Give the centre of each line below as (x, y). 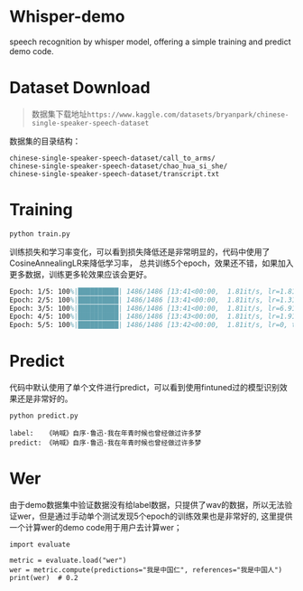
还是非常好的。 (45, 399)
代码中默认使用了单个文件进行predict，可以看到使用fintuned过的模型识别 (145, 388)
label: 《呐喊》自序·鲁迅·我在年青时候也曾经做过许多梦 (106, 434)
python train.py (40, 234)
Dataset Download (80, 88)
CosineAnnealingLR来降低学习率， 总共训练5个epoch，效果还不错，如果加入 (151, 263)
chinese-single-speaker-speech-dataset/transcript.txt (115, 174)
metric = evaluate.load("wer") (68, 561)
